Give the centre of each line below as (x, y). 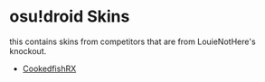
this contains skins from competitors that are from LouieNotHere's (132, 41)
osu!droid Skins (70, 17)
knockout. (28, 50)
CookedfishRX (49, 68)
